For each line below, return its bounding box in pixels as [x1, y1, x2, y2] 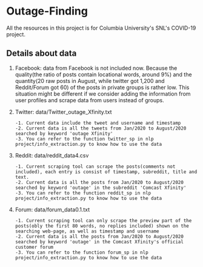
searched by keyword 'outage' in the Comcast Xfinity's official [15, 239, 184, 245]
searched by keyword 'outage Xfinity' [15, 130, 113, 137]
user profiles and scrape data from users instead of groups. [15, 96, 165, 104]
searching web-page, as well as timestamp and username [15, 228, 159, 234]
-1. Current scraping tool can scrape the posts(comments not [15, 163, 176, 170]
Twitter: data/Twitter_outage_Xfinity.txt [15, 108, 112, 116]
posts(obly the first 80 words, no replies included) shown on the [15, 223, 189, 229]
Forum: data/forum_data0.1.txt [15, 206, 90, 213]
